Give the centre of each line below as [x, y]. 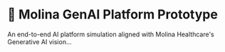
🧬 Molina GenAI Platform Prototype [113, 15]
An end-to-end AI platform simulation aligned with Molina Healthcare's [111, 34]
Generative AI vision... [40, 41]
